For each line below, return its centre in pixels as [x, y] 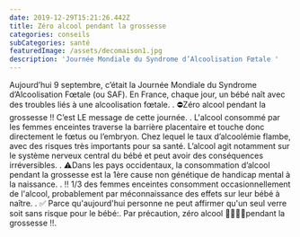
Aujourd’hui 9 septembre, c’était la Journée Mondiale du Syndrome [133, 85]
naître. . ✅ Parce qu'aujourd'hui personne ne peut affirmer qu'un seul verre [148, 203]
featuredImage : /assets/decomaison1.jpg [86, 51]
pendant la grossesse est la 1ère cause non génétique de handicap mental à [150, 175]
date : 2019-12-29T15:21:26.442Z [70, 18]
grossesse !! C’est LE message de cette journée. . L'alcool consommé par [145, 117]
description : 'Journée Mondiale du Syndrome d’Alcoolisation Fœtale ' [144, 59]
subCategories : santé [50, 43]
